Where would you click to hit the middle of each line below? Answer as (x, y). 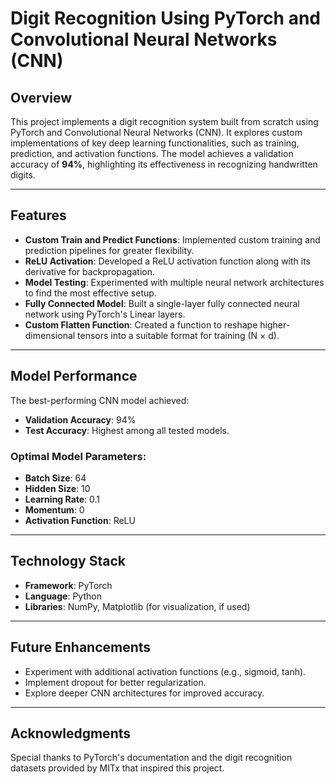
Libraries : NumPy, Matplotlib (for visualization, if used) (137, 606)
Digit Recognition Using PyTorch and (165, 18)
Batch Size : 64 (55, 478)
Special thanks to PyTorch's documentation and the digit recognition (151, 758)
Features (38, 215)
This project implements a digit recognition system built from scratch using (164, 121)
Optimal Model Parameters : (78, 456)
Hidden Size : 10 (57, 488)
